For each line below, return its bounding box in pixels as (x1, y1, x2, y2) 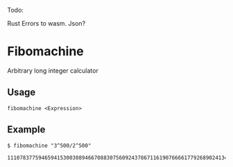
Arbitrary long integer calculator (7, 66, 98, 75)
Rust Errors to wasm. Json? (7, 19, 86, 27)
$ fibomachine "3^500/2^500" (7, 142, 92, 149)
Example (7, 124, 46, 136)
